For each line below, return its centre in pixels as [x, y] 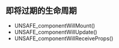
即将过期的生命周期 [41, 11]
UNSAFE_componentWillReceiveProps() [64, 38]
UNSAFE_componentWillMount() [55, 25]
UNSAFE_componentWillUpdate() [56, 32]
